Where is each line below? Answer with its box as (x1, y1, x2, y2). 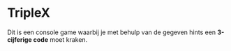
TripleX (7, 5, 51, 21)
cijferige (7, 35, 33, 43)
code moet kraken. (33, 35, 88, 43)
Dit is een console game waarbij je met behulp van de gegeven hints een (7, 28, 216, 36)
